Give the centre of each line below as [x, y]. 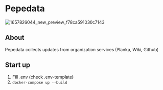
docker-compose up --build [40, 82]
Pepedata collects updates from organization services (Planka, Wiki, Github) [82, 49]
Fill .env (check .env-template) [43, 77]
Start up [18, 65]
